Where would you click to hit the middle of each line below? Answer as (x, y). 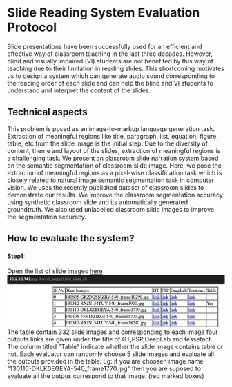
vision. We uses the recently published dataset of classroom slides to (106, 187)
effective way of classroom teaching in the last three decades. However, (110, 54)
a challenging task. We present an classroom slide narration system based (113, 158)
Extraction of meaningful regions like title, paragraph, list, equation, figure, (113, 136)
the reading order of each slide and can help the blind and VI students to (110, 83)
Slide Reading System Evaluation (104, 13)
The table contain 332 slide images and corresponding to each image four (113, 332)
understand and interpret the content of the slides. (79, 90)
